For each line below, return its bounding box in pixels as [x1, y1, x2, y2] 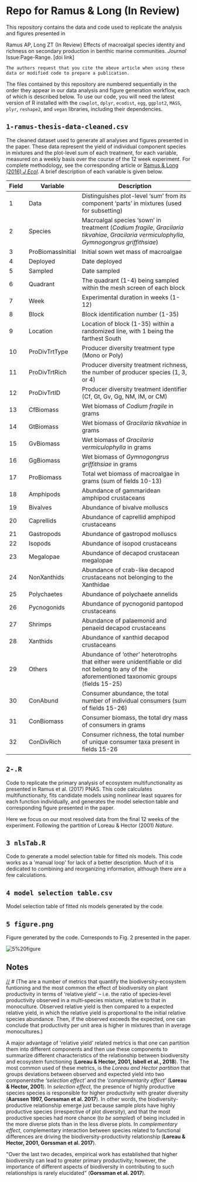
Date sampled [81, 266, 120, 274]
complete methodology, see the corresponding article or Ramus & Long [6, 162, 179, 169]
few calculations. [6, 872, 47, 879]
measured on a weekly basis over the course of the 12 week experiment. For [6, 155, 191, 162]
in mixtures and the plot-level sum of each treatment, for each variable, [6, 149, 178, 156]
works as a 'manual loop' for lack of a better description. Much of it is [6, 859, 174, 866]
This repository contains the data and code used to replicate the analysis [6, 24, 182, 31]
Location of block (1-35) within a [81, 319, 174, 327]
